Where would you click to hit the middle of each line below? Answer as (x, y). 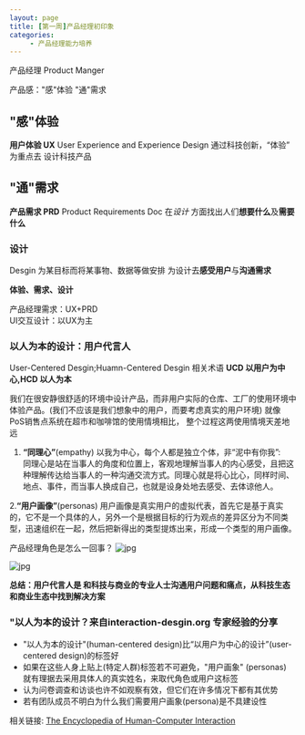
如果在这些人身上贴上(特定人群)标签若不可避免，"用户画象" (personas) (154, 667)
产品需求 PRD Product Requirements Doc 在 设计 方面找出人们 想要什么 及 (144, 212)
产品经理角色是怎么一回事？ (61, 548)
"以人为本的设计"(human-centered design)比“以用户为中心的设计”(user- (157, 644)
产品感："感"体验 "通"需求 (58, 90)
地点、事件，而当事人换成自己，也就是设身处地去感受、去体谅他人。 (150, 487)
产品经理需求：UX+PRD (54, 309)
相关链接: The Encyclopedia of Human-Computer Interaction (122, 720)
